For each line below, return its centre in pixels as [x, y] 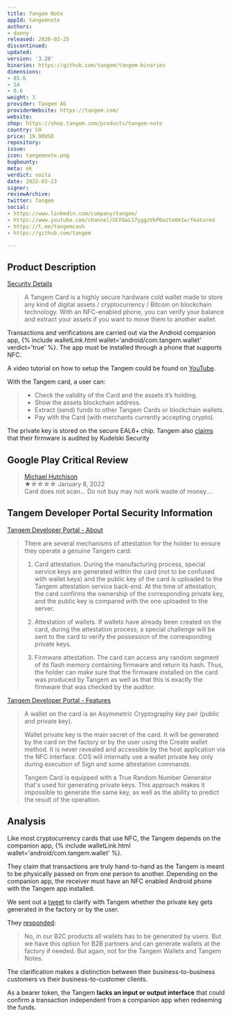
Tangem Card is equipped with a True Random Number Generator [118, 777]
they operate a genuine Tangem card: [78, 550]
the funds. [22, 1007]
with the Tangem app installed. [51, 888]
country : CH [24, 130]
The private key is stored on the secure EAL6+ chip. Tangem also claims [110, 431]
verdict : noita [29, 175]
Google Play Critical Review [68, 460]
